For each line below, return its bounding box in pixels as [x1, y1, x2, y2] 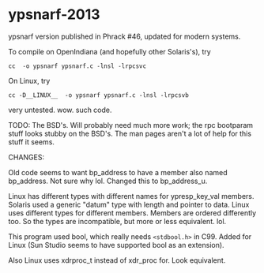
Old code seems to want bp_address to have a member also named [8, 167, 228, 177]
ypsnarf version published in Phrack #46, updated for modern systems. [8, 32, 241, 41]
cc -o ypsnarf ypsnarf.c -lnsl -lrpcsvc [8, 62, 147, 70]
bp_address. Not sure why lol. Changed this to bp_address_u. [8, 176, 208, 185]
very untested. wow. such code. [8, 105, 112, 114]
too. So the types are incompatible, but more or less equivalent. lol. [8, 216, 227, 226]
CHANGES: [8, 152, 45, 162]
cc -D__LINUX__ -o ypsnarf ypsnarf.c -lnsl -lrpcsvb [8, 91, 190, 99]
